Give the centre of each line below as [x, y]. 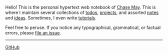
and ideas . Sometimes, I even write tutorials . [51, 18]
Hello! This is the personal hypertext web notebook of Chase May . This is [80, 7]
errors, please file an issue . [33, 33]
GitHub [12, 47]
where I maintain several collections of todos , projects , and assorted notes [82, 12]
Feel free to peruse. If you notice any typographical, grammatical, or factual [83, 27]
